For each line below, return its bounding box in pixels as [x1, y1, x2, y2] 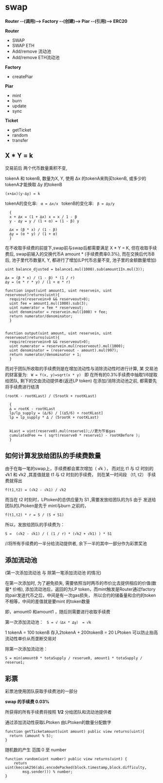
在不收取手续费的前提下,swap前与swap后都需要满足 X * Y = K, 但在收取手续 [5, 245, 157, 251]
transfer [12, 137, 28, 143]
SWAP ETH [12, 42, 35, 48]
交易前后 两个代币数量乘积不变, [5, 165, 67, 171]
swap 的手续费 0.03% [5, 699, 50, 705]
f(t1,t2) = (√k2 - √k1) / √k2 [5, 487, 67, 492]
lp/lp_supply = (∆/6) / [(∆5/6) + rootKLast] [9, 411, 104, 415]
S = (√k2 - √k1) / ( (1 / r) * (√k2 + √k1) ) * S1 [5, 531, 112, 536]
